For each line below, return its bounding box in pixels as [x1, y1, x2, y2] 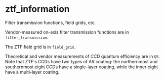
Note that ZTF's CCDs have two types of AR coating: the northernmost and [5, 58, 158, 64]
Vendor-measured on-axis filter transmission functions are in [5, 29, 129, 35]
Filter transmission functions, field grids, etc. [5, 20, 96, 26]
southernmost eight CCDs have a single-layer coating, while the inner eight [5, 64, 158, 70]
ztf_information [5, 3, 70, 15]
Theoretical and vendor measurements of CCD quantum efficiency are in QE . [5, 53, 160, 59]
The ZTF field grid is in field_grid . [5, 44, 76, 50]
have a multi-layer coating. [5, 69, 60, 75]
